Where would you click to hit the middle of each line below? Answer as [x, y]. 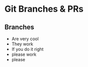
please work [24, 54]
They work [22, 44]
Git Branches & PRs [44, 9]
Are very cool [25, 39]
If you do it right [27, 49]
